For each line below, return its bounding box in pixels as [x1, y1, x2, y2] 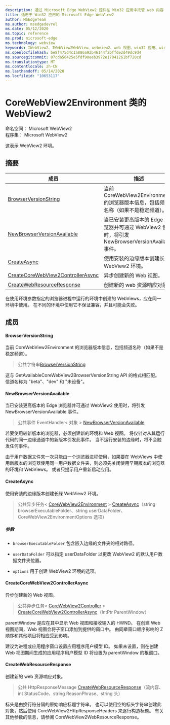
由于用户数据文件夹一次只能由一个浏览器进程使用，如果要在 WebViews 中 [5, 454, 158, 460]
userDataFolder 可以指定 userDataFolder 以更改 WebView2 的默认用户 [12, 551, 158, 557]
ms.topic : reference [5, 31, 49, 36]
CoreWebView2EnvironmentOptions [17, 513, 93, 520]
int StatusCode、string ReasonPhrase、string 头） [17, 691, 123, 697]
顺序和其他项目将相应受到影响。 [5, 632, 72, 638]
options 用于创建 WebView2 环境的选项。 [12, 568, 99, 574]
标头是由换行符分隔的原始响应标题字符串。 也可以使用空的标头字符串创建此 [5, 701, 162, 707]
